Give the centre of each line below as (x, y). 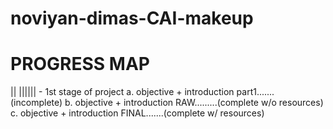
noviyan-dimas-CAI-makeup (132, 18)
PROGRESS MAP (80, 64)
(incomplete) (36, 103)
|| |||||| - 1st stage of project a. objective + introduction (122, 92)
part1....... (255, 92)
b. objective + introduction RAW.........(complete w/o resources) (194, 103)
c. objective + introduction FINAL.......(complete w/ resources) (137, 113)
